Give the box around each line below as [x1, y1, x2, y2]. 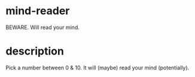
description [5, 44, 64, 58]
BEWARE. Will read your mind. [5, 24, 80, 31]
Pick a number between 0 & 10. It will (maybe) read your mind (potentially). [5, 64, 190, 71]
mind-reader [5, 4, 70, 18]
